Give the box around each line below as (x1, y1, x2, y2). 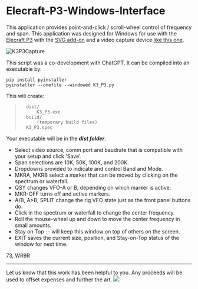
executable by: (6, 65, 42, 72)
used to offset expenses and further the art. (6, 276, 113, 283)
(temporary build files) (36, 119, 98, 125)
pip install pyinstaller (6, 77, 67, 83)
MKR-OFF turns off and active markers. (14, 190, 111, 197)
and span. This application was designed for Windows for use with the (6, 30, 177, 37)
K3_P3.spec (26, 124, 53, 131)
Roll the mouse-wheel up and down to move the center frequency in (14, 215, 180, 222)
